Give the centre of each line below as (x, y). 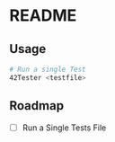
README (43, 16)
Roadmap (37, 106)
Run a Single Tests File (64, 128)
